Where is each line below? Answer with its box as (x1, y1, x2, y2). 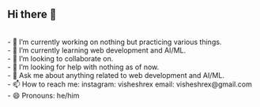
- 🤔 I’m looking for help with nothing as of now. (7, 62, 160, 72)
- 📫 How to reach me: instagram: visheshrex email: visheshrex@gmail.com (7, 79, 252, 89)
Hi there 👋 (7, 8, 57, 21)
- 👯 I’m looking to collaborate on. (7, 53, 114, 63)
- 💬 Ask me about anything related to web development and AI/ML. (7, 70, 224, 79)
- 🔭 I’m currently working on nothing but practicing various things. (7, 37, 222, 46)
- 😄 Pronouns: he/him (7, 90, 80, 100)
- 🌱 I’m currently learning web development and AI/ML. (7, 45, 187, 55)
